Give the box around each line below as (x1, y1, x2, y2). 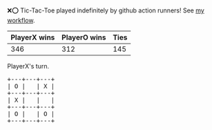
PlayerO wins (61, 32, 106, 42)
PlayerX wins (10, 32, 55, 42)
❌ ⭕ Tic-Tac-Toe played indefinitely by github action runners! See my (7, 6, 205, 15)
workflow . (7, 17, 35, 24)
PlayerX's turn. (7, 62, 50, 70)
